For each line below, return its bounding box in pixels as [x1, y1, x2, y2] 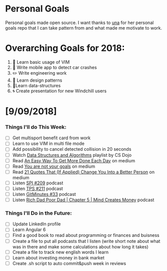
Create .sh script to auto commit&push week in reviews [12, 260, 126, 266]
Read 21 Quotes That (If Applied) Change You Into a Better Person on [12, 169, 155, 175]
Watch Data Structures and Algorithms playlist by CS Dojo [12, 152, 131, 158]
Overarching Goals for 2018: [5, 43, 125, 54]
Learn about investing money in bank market [12, 254, 104, 260]
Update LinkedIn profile [12, 221, 61, 227]
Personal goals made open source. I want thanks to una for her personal [5, 20, 154, 26]
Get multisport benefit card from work [12, 135, 91, 141]
